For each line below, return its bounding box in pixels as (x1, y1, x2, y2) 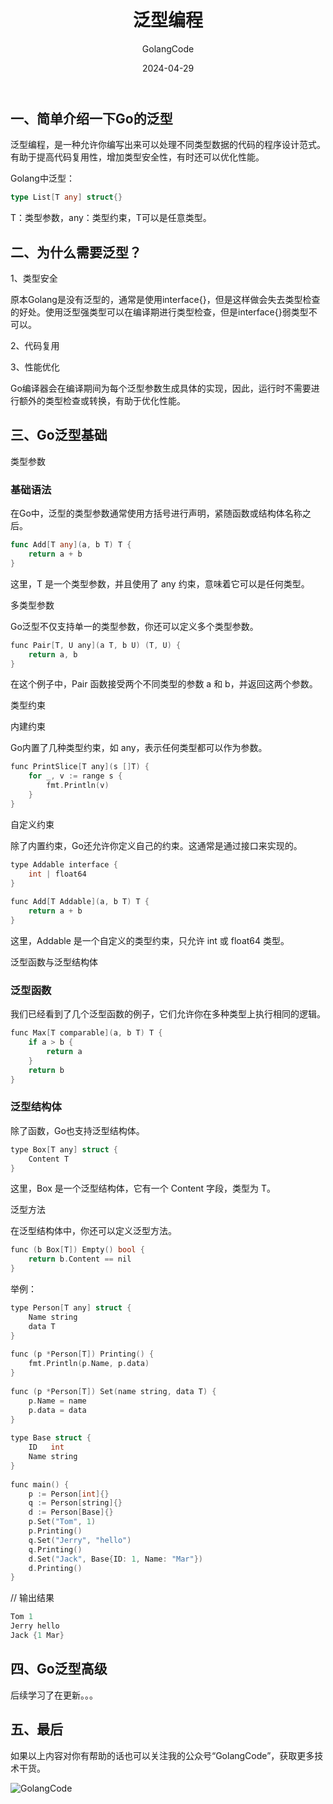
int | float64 (28, 869, 87, 879)
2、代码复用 (10, 340, 60, 352)
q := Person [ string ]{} (28, 1498, 123, 1508)
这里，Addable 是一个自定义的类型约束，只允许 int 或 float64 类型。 (10, 934, 290, 946)
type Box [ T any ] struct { (10, 1144, 118, 1155)
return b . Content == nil (28, 1254, 132, 1265)
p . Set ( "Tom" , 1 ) (28, 1517, 97, 1527)
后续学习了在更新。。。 (10, 1689, 98, 1701)
